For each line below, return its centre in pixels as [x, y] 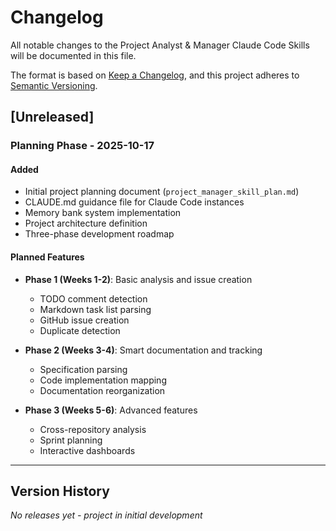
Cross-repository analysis [93, 429]
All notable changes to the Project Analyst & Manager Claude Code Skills [160, 45]
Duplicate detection [80, 330]
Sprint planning [71, 440]
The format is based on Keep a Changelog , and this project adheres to [155, 75]
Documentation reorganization [102, 390]
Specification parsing [83, 369]
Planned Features [47, 257]
